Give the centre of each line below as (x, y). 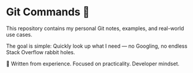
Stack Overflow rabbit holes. (41, 52)
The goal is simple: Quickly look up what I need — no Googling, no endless (97, 46)
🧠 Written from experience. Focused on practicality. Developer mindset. (93, 64)
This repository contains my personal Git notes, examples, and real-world (95, 28)
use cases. (19, 34)
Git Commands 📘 (48, 12)
